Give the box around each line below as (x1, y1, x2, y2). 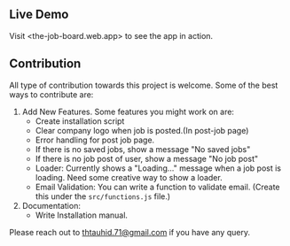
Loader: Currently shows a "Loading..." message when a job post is (35, 163, 282, 173)
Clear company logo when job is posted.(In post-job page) (35, 125, 249, 135)
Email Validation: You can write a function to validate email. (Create (35, 181, 280, 192)
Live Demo (9, 7, 69, 22)
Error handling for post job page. (35, 135, 155, 145)
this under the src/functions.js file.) (35, 190, 171, 202)
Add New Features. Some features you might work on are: (21, 106, 235, 117)
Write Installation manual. (35, 210, 129, 220)
